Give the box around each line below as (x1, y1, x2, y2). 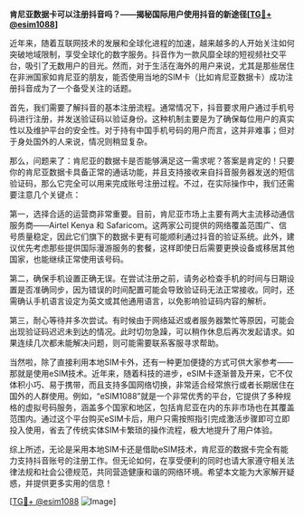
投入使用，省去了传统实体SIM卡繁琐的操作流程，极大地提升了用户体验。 (9, 425, 278, 435)
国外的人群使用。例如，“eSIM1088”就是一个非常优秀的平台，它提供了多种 (9, 391, 283, 401)
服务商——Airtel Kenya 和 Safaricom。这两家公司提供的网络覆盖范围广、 (9, 220, 280, 230)
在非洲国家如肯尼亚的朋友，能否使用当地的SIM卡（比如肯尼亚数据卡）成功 (9, 72, 286, 82)
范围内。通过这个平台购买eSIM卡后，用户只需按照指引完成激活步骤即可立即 (9, 414, 290, 424)
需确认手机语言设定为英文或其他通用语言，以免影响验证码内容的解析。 (9, 296, 271, 306)
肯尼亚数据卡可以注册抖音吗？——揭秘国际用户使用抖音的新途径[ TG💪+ (9, 9, 272, 19)
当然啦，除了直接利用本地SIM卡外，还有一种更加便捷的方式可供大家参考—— (9, 357, 294, 368)
